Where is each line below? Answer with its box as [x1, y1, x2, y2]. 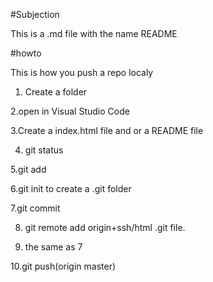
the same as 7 [24, 241, 83, 253]
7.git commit [10, 202, 61, 214]
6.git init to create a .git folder [10, 183, 132, 194]
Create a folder [24, 86, 88, 98]
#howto [10, 47, 42, 59]
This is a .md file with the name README [10, 28, 178, 39]
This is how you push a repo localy [10, 67, 154, 78]
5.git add [10, 164, 47, 175]
